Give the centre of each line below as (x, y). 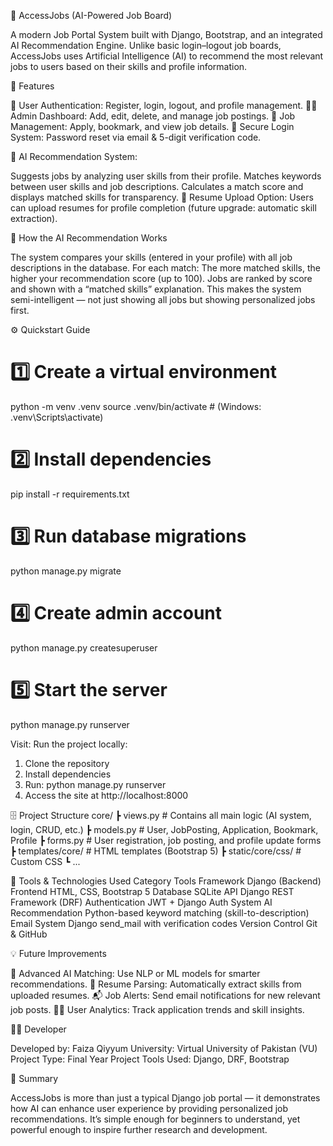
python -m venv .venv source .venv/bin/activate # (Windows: (136, 406)
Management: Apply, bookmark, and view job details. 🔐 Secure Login (152, 126)
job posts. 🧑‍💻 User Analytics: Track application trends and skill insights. (157, 1009)
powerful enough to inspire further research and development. (139, 1129)
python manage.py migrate (66, 571)
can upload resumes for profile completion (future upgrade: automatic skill (163, 208)
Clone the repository (67, 763)
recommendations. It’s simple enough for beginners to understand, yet (155, 1119)
